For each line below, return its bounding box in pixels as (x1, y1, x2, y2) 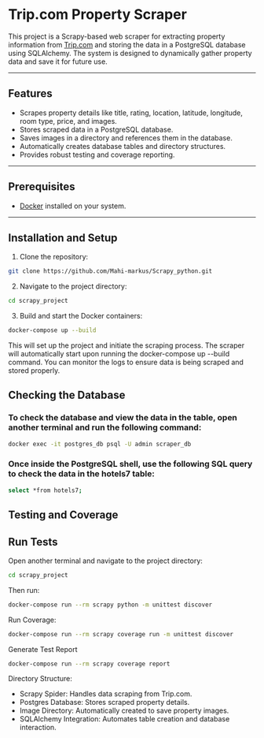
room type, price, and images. (19, 116, 118, 125)
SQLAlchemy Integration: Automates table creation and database (19, 714, 230, 724)
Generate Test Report (8, 644, 78, 654)
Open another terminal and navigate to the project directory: (8, 556, 203, 565)
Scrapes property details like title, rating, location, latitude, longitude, (19, 108, 244, 117)
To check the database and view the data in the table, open (8, 412, 238, 423)
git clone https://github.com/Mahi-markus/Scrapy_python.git (8, 267, 213, 275)
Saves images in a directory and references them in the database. (19, 132, 233, 143)
